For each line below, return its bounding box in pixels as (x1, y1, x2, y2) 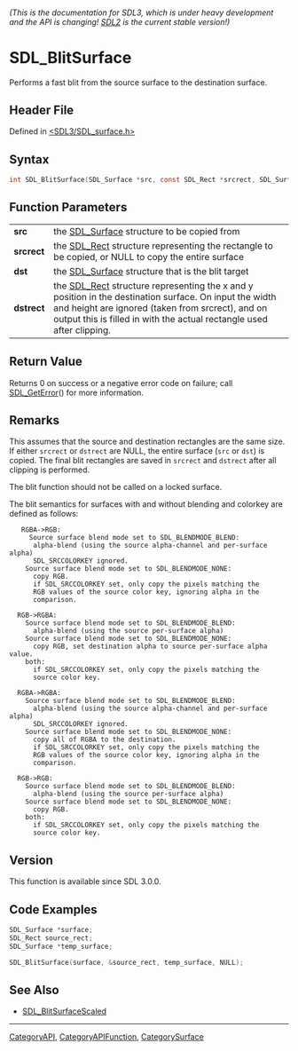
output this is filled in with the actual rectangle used (52, 312, 269, 325)
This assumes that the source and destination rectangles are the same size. (9, 436, 286, 447)
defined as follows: (9, 509, 79, 519)
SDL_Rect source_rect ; (9, 933, 93, 943)
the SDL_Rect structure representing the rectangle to (52, 240, 273, 252)
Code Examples (9, 902, 98, 917)
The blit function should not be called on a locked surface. (9, 482, 223, 493)
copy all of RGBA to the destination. (32, 735, 176, 745)
